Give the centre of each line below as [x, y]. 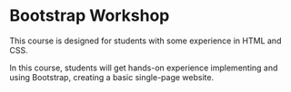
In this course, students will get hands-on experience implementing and [144, 68]
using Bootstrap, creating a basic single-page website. [112, 77]
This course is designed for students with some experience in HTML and [145, 41]
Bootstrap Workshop [90, 16]
